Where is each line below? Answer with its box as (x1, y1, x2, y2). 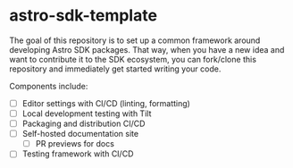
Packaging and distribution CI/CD (21, 118, 146, 130)
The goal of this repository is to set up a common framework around (9, 35, 261, 46)
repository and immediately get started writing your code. (9, 63, 222, 74)
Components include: (9, 80, 88, 91)
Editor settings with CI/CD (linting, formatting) (21, 97, 190, 108)
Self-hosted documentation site (21, 129, 139, 139)
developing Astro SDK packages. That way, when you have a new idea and (9, 44, 285, 55)
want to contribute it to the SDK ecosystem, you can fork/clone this (9, 54, 257, 64)
